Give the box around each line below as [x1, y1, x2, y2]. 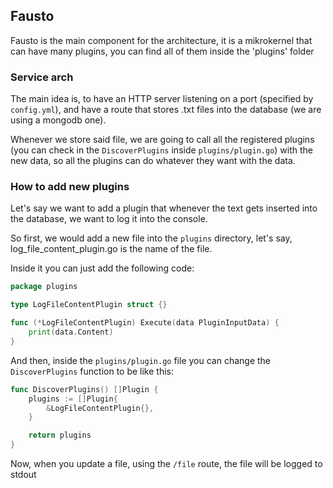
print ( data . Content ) [28, 327, 114, 338]
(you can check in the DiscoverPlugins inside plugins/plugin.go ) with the [10, 144, 314, 156]
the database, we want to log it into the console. [10, 213, 208, 225]
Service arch [10, 70, 74, 84]
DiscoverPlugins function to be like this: [10, 365, 175, 377]
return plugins [28, 430, 92, 441]
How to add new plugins [10, 180, 130, 194]
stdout [10, 469, 37, 481]
